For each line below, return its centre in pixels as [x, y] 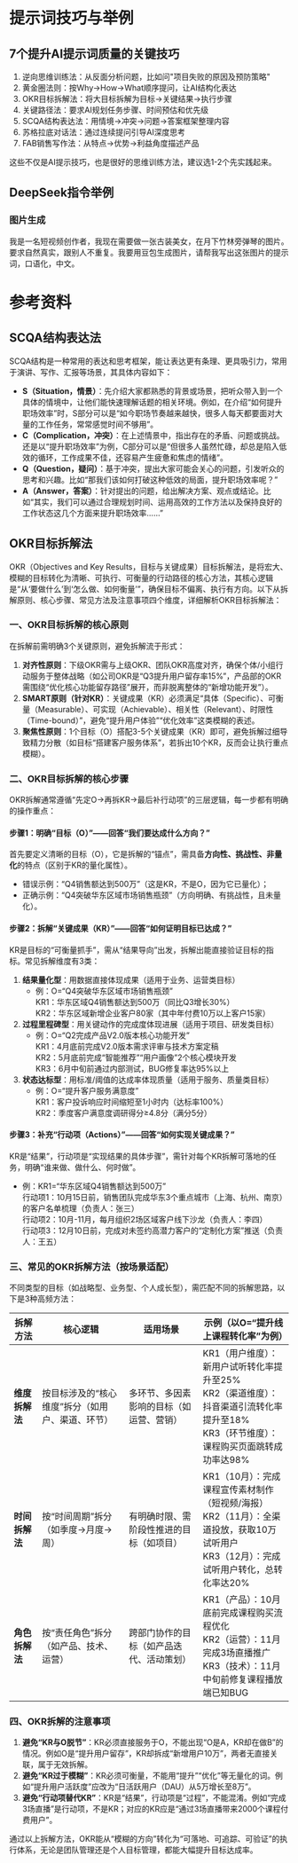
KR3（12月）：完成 [242, 1556]
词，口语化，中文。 [44, 263]
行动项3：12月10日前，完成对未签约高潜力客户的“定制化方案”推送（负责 [153, 1230]
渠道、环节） [86, 1420]
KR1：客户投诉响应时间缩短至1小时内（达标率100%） [132, 1102]
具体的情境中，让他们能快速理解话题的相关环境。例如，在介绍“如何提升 [152, 402]
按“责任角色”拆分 [77, 1633]
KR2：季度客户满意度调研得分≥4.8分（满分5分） [124, 1112]
